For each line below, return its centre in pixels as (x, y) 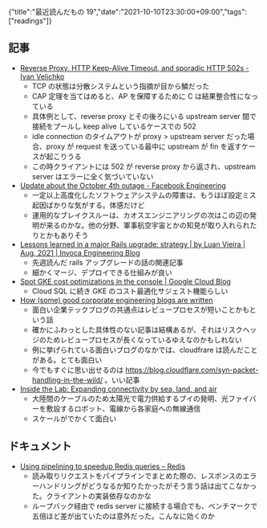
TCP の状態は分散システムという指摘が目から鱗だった (121, 86)
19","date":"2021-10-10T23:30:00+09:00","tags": (166, 12)
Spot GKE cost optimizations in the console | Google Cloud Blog (125, 281)
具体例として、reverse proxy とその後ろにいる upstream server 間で (144, 116)
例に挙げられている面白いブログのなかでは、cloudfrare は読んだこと (145, 350)
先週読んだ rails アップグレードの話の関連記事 (107, 262)
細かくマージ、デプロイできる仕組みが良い (102, 272)
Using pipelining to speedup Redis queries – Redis (103, 466)
